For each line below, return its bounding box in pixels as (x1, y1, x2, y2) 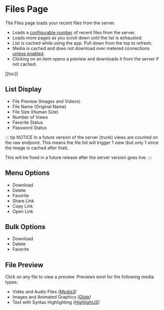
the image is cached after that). (5, 145, 69, 151)
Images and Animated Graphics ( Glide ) (12, 294, 91, 300)
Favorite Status (12, 119, 43, 125)
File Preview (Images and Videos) (12, 98, 81, 104)
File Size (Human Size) (12, 109, 59, 115)
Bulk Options (5, 222, 46, 231)
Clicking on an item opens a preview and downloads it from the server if (12, 56, 159, 62)
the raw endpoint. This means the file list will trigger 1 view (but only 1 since (5, 139, 159, 145)
